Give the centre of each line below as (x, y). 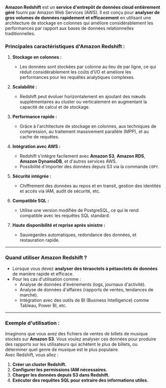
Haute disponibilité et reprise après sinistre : (59, 225)
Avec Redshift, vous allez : (32, 355)
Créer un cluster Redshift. (39, 364)
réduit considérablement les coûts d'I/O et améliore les (75, 72)
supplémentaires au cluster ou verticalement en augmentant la (83, 102)
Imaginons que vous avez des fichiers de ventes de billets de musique (77, 333)
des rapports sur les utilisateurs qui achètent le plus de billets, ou (71, 344)
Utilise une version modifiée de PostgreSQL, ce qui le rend (79, 210)
